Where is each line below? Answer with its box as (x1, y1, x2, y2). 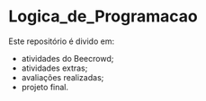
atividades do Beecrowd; (21, 53, 114, 63)
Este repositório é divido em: (8, 36, 114, 46)
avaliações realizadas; (21, 72, 104, 82)
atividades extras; (21, 63, 88, 73)
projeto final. (21, 81, 69, 92)
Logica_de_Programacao (8, 6, 199, 27)
